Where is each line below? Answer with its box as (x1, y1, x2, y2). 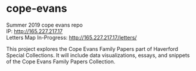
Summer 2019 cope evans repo (6, 21, 83, 28)
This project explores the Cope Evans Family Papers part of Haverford (6, 45, 179, 52)
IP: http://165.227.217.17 (6, 27, 63, 34)
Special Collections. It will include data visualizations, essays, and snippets (6, 51, 190, 59)
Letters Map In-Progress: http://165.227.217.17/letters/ (6, 34, 137, 41)
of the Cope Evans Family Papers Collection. (6, 58, 116, 65)
